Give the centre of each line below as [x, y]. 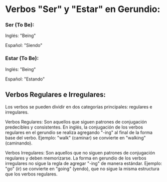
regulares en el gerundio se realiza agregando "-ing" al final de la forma [79, 132]
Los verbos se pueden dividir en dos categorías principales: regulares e [79, 106]
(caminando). [19, 143]
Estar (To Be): [22, 58]
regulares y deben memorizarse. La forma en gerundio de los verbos [76, 158]
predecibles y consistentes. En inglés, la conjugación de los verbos [74, 127]
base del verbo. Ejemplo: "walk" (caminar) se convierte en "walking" [76, 137]
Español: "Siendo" [24, 45]
